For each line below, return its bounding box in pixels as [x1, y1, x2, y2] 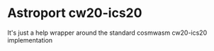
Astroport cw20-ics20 [7, 5, 142, 21]
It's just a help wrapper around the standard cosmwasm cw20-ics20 [7, 28, 208, 37]
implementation [7, 35, 53, 44]
